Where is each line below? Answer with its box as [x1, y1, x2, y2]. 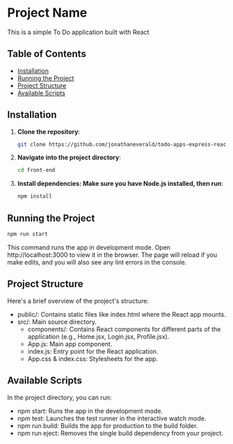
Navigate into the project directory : [17, 153, 122, 161]
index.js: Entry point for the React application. [27, 347, 159, 356]
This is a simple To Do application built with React [7, 28, 150, 36]
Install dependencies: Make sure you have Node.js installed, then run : [17, 180, 224, 188]
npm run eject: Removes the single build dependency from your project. [17, 429, 224, 437]
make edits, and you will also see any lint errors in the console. [7, 257, 187, 266]
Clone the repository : [17, 127, 81, 136]
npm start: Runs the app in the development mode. [17, 406, 163, 415]
